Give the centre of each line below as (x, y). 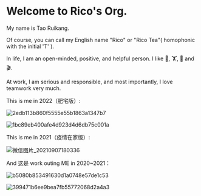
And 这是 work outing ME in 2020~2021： (59, 163)
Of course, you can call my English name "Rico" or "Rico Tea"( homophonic (101, 40)
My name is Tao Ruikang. (38, 28)
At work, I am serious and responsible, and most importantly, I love (90, 82)
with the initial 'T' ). (30, 46)
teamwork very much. (34, 88)
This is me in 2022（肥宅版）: (43, 100)
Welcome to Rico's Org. (67, 11)
